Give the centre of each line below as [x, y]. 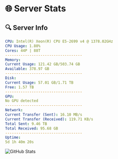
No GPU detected [22, 101]
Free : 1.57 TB [20, 87]
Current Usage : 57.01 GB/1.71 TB [39, 82]
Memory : [13, 60]
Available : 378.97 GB [27, 69]
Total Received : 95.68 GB [31, 128]
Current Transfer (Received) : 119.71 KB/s [49, 119]
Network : [14, 110]
